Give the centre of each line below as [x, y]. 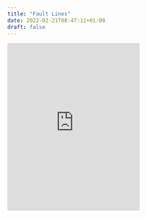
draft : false [26, 27]
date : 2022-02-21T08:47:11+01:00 [56, 20]
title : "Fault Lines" [39, 14]
